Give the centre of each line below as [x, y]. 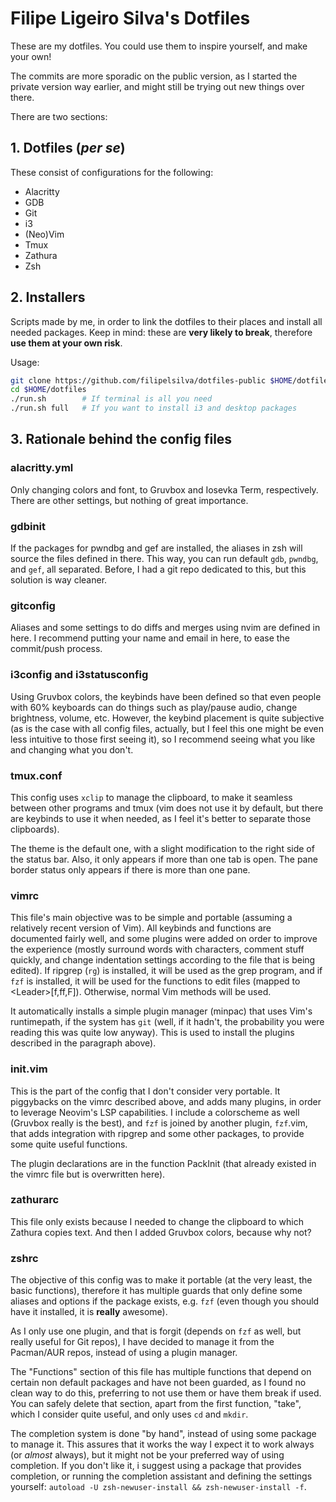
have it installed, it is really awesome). [89, 1312]
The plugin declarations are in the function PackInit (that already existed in [163, 1163]
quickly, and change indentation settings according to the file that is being [163, 960]
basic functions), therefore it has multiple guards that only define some [156, 1291]
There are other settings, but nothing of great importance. [129, 500]
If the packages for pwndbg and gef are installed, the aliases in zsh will [156, 548]
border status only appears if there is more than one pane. [130, 869]
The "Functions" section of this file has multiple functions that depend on [161, 1372]
